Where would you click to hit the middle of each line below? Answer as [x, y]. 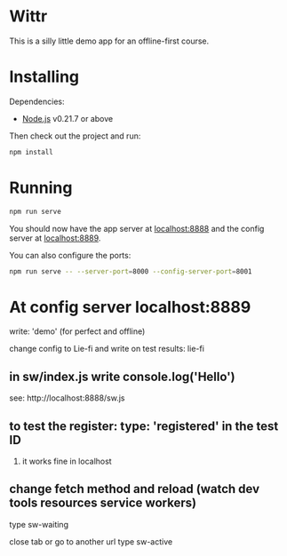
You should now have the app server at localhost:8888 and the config [137, 228]
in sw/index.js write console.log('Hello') [122, 376]
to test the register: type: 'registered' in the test [144, 426]
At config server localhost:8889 [130, 307]
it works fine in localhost [67, 461]
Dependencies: [37, 101]
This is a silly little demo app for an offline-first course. [109, 41]
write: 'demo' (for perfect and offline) [77, 331]
